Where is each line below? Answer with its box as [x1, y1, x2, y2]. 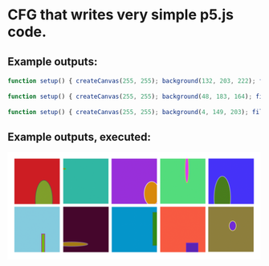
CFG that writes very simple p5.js [7, 6, 234, 24]
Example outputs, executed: [7, 130, 152, 144]
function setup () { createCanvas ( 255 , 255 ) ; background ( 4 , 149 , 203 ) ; [7, 108, 249, 116]
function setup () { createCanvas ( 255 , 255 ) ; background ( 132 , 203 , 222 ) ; [7, 77, 256, 85]
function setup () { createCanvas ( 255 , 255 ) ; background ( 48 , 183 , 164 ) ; [7, 92, 253, 100]
